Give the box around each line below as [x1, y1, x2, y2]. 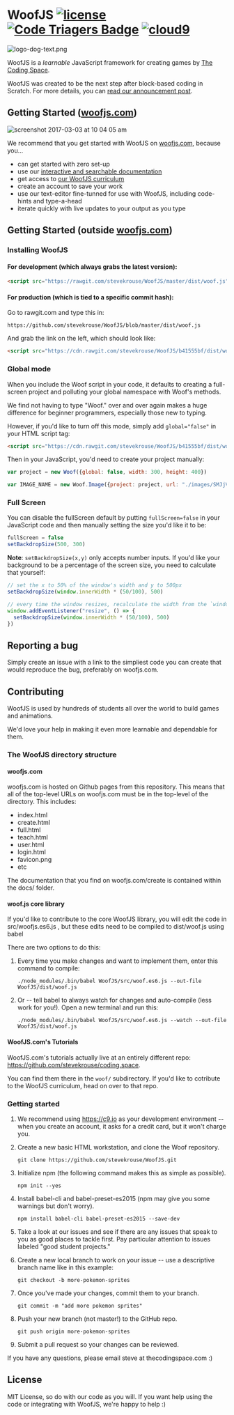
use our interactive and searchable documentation [17, 167, 162, 176]
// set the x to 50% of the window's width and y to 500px [7, 582, 182, 589]
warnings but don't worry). [17, 1202, 95, 1210]
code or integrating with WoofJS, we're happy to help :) [7, 1400, 166, 1408]
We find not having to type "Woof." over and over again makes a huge [7, 401, 208, 409]
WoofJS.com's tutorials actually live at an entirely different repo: [7, 1053, 192, 1062]
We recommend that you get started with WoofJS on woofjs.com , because [7, 139, 221, 147]
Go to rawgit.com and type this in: [7, 309, 104, 317]
